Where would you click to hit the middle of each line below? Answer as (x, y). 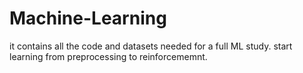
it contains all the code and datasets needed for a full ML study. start (151, 46)
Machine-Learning (88, 18)
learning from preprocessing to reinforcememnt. (108, 56)
